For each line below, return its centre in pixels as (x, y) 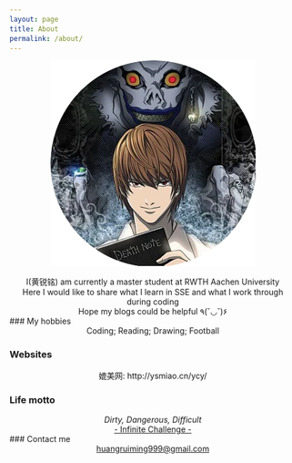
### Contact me (40, 438)
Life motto (33, 399)
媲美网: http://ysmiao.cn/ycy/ (153, 376)
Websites (31, 355)
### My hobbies (40, 321)
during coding (153, 302)
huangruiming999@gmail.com (153, 448)
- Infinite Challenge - (153, 429)
